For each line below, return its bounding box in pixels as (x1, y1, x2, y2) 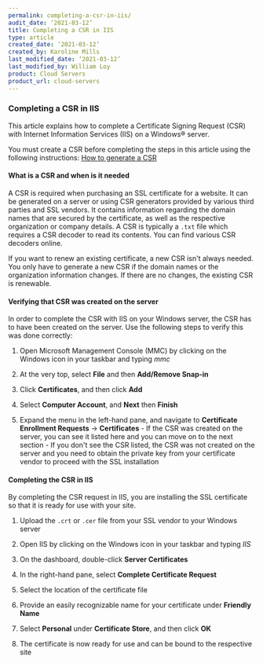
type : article (8, 33, 55, 42)
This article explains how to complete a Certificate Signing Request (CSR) (8, 121, 246, 130)
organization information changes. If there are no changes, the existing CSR (8, 270, 254, 280)
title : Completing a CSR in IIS (8, 26, 114, 34)
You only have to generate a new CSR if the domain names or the (8, 262, 219, 271)
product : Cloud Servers (8, 70, 86, 78)
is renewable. (8, 279, 52, 288)
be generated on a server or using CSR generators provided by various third (8, 197, 254, 206)
